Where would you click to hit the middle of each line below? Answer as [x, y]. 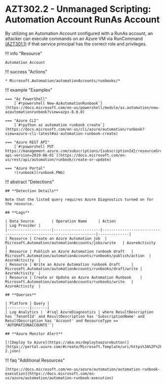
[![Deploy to [19, 342]
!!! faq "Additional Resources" [35, 360]
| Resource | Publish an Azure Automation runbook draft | [69, 251]
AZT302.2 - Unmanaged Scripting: [78, 9]
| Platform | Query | [27, 303]
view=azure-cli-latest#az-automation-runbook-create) [62, 134]
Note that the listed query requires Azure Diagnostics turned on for [79, 199]
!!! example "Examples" [29, 90]
